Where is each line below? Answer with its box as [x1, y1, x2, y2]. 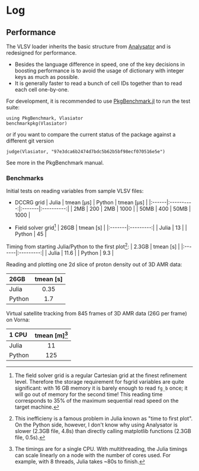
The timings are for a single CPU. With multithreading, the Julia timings [14, 445, 188, 452]
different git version [6, 137, 54, 144]
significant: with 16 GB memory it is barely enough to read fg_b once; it [14, 384, 188, 391]
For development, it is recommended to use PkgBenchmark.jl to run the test [6, 97, 191, 105]
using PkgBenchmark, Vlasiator [6, 115, 84, 121]
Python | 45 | [14, 230, 47, 238]
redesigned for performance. [6, 49, 77, 56]
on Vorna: [6, 316, 30, 323]
